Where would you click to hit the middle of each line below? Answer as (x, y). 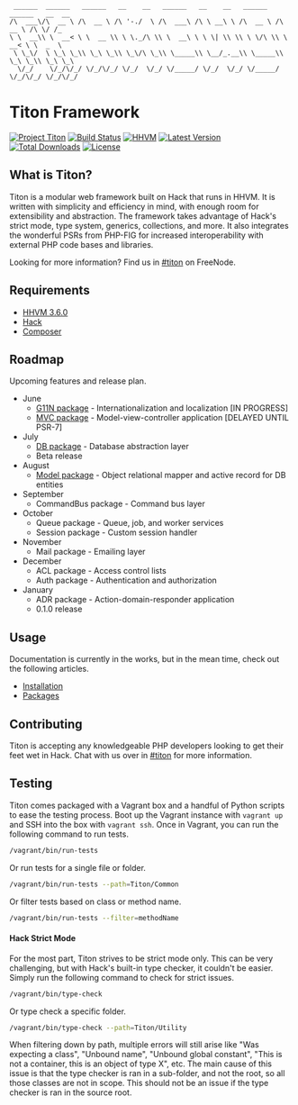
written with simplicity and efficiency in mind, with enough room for (134, 206)
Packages (41, 696)
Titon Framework (75, 112)
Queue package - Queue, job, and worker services (130, 523)
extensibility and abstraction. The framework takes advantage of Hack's (143, 216)
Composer (42, 331)
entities (50, 485)
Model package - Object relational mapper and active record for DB (161, 476)
